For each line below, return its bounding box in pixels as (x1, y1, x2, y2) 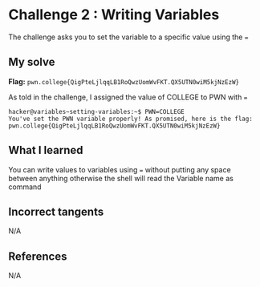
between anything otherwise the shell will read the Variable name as (8, 173, 234, 183)
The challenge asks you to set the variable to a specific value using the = (8, 32, 249, 42)
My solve (8, 55, 55, 69)
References (8, 249, 67, 263)
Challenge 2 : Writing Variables (8, 6, 220, 24)
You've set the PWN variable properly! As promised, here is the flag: (8, 115, 253, 123)
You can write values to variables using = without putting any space (8, 164, 231, 174)
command (8, 182, 42, 192)
